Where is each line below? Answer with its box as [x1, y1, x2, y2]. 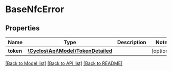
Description [117, 39, 147, 46]
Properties [5, 24, 40, 32]
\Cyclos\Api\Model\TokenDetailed [27, 47, 113, 54]
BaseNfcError [5, 4, 64, 15]
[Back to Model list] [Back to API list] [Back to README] [5, 60, 123, 66]
